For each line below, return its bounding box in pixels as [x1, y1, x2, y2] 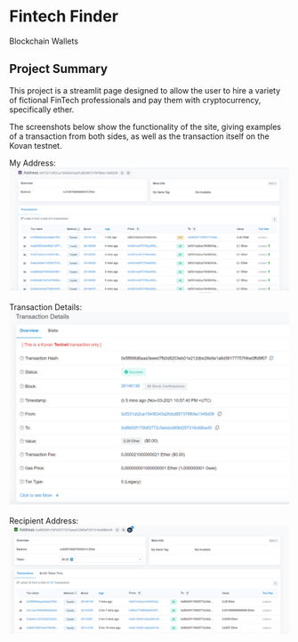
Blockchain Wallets [9, 36, 78, 46]
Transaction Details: [9, 301, 83, 313]
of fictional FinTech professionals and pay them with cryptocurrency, [9, 94, 262, 105]
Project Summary [9, 61, 109, 77]
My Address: [9, 158, 56, 168]
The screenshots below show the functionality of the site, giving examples [9, 121, 282, 132]
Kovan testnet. [9, 140, 62, 150]
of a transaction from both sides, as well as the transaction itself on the [9, 131, 270, 142]
